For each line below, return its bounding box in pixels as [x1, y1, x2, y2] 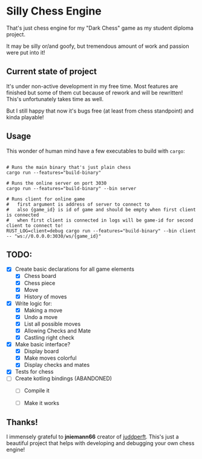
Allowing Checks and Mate [24, 327, 91, 334]
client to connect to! [6, 222, 64, 228]
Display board [24, 348, 59, 355]
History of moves [24, 292, 67, 300]
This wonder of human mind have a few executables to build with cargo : [6, 147, 186, 154]
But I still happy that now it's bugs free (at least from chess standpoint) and [6, 107, 194, 114]
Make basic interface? [15, 341, 71, 348]
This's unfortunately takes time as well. [6, 95, 104, 102]
